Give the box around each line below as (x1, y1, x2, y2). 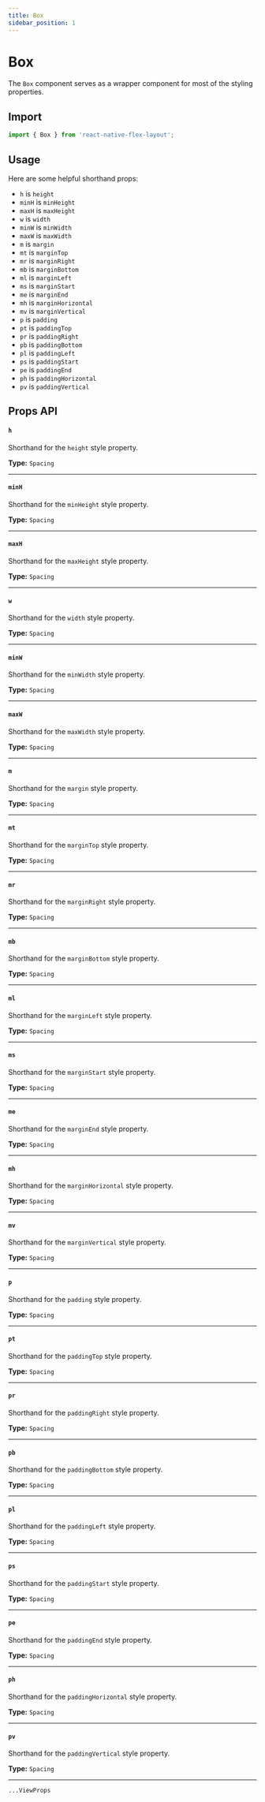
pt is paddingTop (19, 323, 73, 332)
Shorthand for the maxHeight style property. (8, 556, 149, 565)
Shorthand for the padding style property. (8, 1294, 142, 1304)
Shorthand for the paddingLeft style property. (8, 1521, 156, 1531)
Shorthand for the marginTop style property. (8, 840, 149, 849)
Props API (8, 405, 58, 418)
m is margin (19, 239, 54, 248)
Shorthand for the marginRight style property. (8, 897, 156, 907)
